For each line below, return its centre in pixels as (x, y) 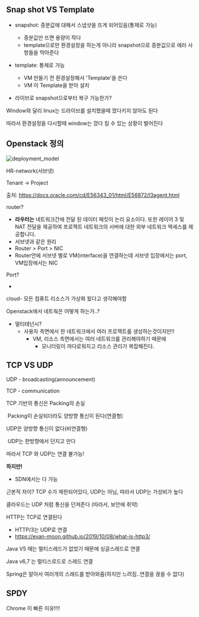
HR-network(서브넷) (30, 171)
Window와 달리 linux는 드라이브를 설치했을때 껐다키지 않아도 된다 (82, 110)
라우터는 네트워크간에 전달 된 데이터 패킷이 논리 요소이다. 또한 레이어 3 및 (99, 219)
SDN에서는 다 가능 (36, 479)
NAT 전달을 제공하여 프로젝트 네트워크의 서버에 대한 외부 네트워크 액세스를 (101, 226)
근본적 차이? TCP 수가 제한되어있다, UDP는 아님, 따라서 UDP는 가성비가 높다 (95, 492)
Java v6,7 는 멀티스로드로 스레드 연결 (50, 562)
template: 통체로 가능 (40, 65)
